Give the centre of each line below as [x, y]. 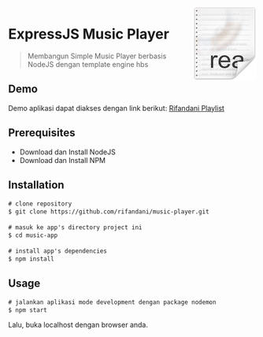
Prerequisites [42, 133]
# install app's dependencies [58, 251]
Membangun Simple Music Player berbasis [97, 56]
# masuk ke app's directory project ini [76, 228]
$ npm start [28, 310]
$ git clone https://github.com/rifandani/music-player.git [109, 212]
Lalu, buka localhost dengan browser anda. [78, 325]
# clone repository [40, 204]
